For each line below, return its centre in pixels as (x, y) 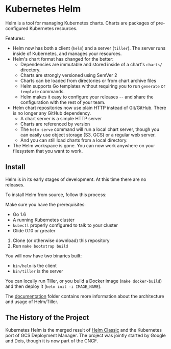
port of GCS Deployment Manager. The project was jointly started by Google (86, 335)
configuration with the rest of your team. (63, 102)
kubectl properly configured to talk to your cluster (65, 225)
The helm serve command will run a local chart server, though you (90, 129)
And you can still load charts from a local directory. (74, 140)
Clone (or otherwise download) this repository (61, 240)
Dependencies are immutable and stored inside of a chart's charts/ (91, 64)
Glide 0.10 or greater (34, 230)
